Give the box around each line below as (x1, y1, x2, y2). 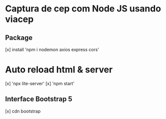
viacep (5, 13, 34, 25)
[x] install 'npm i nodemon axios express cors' (5, 47, 99, 52)
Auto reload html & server (5, 64, 113, 75)
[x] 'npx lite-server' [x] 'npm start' (5, 80, 75, 86)
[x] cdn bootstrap (5, 108, 41, 114)
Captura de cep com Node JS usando (5, 3, 161, 14)
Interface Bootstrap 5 (5, 95, 73, 104)
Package (5, 33, 33, 42)
